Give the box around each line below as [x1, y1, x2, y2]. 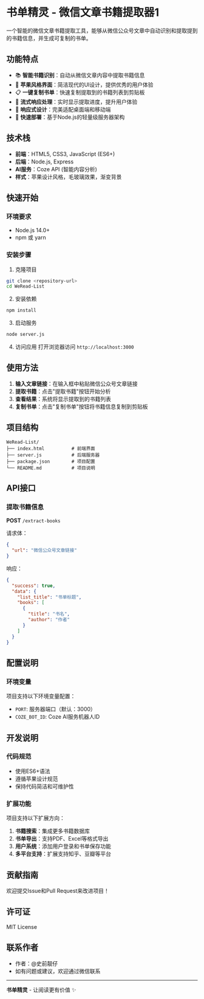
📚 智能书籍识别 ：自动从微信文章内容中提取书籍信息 [15, 71, 145, 79]
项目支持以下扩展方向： [6, 814, 65, 822]
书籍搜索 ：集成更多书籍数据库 [15, 827, 90, 835]
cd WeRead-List [6, 283, 45, 290]
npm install [6, 307, 36, 314]
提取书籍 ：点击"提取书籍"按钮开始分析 [15, 388, 111, 395]
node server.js [6, 332, 45, 338]
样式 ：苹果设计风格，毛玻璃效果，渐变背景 [15, 173, 122, 180]
